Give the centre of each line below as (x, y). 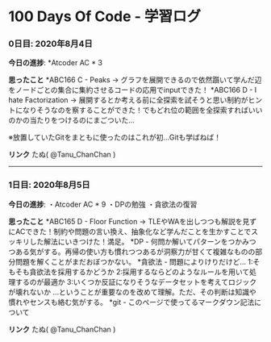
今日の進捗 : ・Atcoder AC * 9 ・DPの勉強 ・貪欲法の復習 (103, 204)
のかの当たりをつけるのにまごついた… (72, 120)
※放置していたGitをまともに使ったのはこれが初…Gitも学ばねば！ (115, 137)
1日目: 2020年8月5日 (49, 185)
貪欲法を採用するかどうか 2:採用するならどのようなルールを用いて (140, 272)
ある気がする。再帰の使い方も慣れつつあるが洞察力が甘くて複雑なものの (135, 252)
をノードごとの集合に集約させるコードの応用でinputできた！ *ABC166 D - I (133, 90)
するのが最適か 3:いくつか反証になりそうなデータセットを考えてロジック (135, 282)
